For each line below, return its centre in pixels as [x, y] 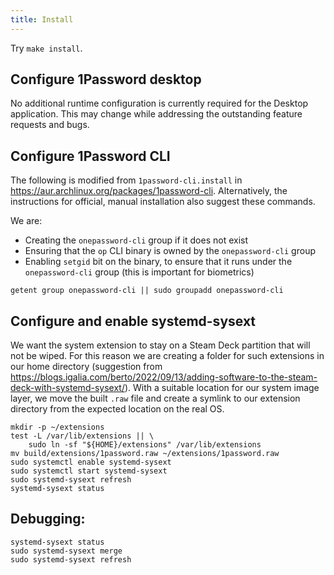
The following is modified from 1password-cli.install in [126, 180]
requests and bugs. [50, 125]
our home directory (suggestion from [86, 367]
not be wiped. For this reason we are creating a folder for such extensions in [167, 356]
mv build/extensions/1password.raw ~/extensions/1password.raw [145, 454]
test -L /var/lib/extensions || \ [82, 436]
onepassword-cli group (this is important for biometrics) [139, 272]
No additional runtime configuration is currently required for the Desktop [159, 103]
